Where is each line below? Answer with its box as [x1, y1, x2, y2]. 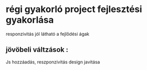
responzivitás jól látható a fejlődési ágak [6, 31, 90, 37]
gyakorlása [6, 14, 54, 26]
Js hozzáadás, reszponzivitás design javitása [6, 59, 100, 65]
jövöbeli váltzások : [6, 45, 68, 54]
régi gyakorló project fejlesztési [6, 4, 142, 15]
